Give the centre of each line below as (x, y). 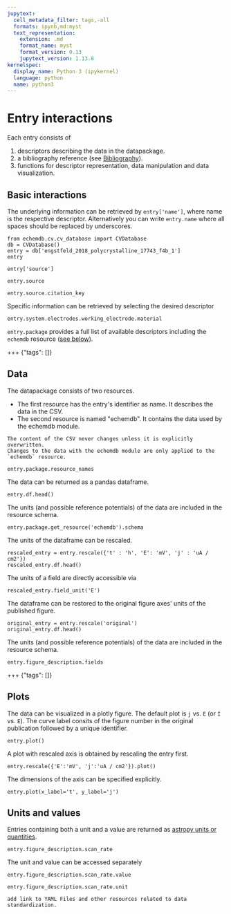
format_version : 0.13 (50, 53)
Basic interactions (47, 195)
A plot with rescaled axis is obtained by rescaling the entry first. (98, 754)
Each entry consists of (39, 138)
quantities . (22, 837)
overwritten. (26, 445)
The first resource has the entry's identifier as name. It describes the (115, 404)
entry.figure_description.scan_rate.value (69, 875)
